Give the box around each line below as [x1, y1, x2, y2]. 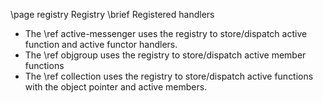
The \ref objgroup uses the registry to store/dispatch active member [24, 49, 307, 61]
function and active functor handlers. [24, 39, 178, 50]
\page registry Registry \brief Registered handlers [10, 9, 215, 20]
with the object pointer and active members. [24, 81, 208, 93]
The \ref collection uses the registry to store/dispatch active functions [24, 70, 314, 82]
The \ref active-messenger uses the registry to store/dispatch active [24, 28, 308, 39]
